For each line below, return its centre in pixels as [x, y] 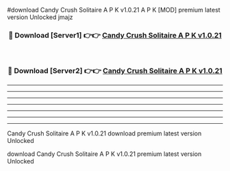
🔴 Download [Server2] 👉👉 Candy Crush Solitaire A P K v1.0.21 [115, 71]
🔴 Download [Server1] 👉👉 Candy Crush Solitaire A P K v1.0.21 [115, 35]
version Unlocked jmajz [40, 17]
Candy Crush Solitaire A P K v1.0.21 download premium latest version [104, 133]
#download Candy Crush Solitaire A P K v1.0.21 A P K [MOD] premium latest [114, 10]
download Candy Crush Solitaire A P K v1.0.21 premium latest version [104, 154]
